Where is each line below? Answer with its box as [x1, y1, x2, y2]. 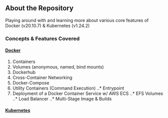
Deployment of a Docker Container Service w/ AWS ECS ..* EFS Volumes [12, 90, 163, 96]
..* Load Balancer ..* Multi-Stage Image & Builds [12, 95, 112, 101]
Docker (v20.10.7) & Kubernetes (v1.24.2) [5, 22, 90, 28]
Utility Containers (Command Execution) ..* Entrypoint [12, 85, 124, 91]
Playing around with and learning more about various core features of [5, 17, 149, 23]
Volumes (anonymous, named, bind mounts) [12, 63, 104, 69]
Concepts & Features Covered [5, 35, 80, 42]
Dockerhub [12, 69, 36, 75]
